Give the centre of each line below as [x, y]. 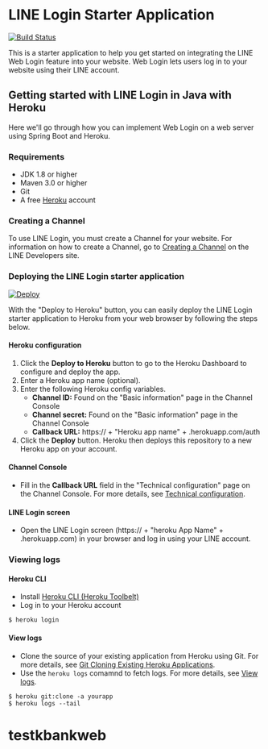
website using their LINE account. [64, 69]
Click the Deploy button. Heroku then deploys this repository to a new [136, 440]
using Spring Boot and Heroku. [60, 135]
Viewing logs [34, 560]
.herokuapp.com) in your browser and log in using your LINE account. [135, 539]
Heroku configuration [45, 345]
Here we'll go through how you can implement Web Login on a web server [131, 127]
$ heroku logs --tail [45, 703]
